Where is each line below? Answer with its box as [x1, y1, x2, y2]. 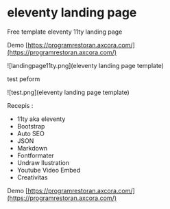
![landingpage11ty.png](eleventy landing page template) [7, 61, 165, 69]
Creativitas [16, 173, 48, 181]
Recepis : [7, 101, 34, 109]
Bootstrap [16, 122, 45, 130]
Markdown [16, 144, 48, 152]
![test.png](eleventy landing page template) [7, 88, 130, 96]
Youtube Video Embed [16, 166, 81, 174]
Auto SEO [16, 129, 45, 137]
